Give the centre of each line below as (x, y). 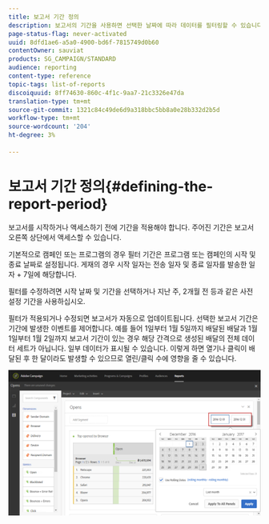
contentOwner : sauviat (46, 51)
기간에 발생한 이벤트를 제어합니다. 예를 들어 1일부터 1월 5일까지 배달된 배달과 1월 (133, 328)
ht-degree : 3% (32, 135)
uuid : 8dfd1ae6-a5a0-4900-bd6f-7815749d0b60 (84, 42)
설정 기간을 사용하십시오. (47, 301)
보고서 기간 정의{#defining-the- (111, 186)
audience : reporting (43, 68)
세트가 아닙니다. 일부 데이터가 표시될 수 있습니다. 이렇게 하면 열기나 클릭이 (132, 348)
